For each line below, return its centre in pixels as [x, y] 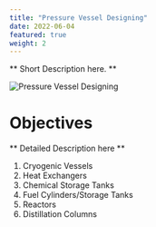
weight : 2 [28, 43]
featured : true [38, 35]
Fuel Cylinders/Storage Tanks [78, 195]
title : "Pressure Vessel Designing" [78, 18]
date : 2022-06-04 [42, 26]
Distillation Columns [60, 214]
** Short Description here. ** [63, 69]
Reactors [39, 204]
